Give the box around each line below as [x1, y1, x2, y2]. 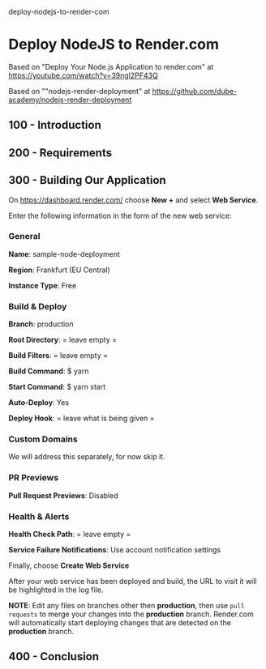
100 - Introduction [8, 118, 101, 132]
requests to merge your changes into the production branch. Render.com [8, 609, 254, 619]
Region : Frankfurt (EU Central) [8, 265, 111, 275]
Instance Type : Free [8, 280, 77, 290]
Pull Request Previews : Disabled [8, 490, 119, 501]
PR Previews [8, 472, 59, 484]
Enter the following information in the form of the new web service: [8, 211, 233, 220]
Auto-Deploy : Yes [8, 398, 70, 407]
